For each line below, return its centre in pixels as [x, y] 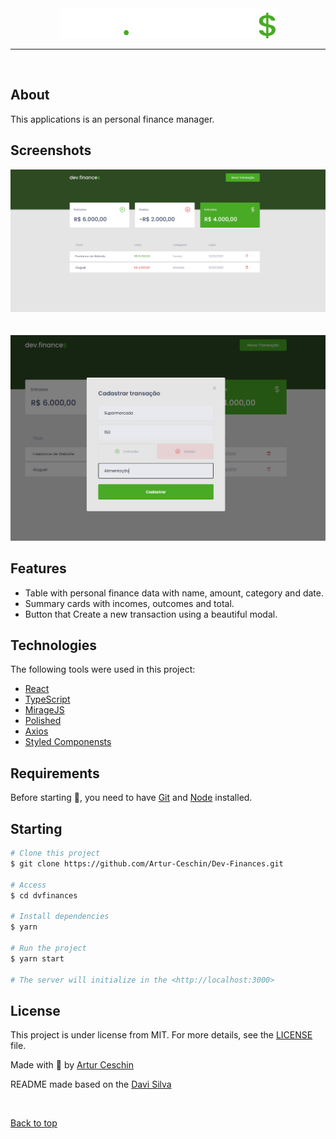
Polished [43, 721]
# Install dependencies [60, 917]
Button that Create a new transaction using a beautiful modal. [151, 614]
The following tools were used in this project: [103, 669]
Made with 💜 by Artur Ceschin [72, 1065]
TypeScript [47, 699]
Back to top [34, 1123]
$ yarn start [37, 958]
